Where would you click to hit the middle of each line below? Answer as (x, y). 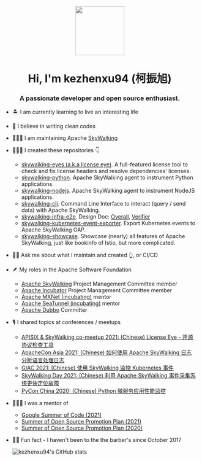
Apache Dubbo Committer (54, 310)
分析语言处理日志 (43, 360)
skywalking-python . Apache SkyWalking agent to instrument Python (107, 177)
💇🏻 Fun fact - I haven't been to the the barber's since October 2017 (97, 440)
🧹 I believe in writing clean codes (54, 126)
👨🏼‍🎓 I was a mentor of (40, 403)
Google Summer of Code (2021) (62, 415)
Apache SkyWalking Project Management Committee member (99, 284)
